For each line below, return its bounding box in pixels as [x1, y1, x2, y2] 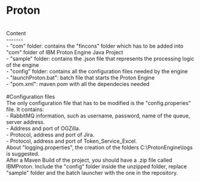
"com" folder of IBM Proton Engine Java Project [6, 48, 124, 55]
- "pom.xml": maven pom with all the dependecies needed [6, 80, 150, 87]
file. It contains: [6, 106, 44, 113]
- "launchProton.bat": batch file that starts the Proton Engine [6, 74, 155, 81]
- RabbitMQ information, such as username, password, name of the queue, [6, 112, 190, 119]
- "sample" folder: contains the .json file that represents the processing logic [6, 55, 195, 62]
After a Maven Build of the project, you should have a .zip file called [6, 156, 173, 164]
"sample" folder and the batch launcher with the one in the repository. [6, 169, 178, 176]
